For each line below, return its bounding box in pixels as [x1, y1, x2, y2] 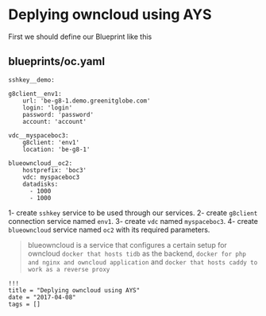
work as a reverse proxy [27, 265, 110, 273]
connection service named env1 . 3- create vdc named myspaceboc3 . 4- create [8, 216, 258, 225]
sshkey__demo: [8, 75, 56, 84]
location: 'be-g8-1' [22, 145, 91, 153]
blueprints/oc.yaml [8, 55, 106, 68]
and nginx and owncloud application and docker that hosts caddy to [27, 256, 258, 267]
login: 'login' [22, 103, 73, 112]
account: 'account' [22, 118, 87, 125]
